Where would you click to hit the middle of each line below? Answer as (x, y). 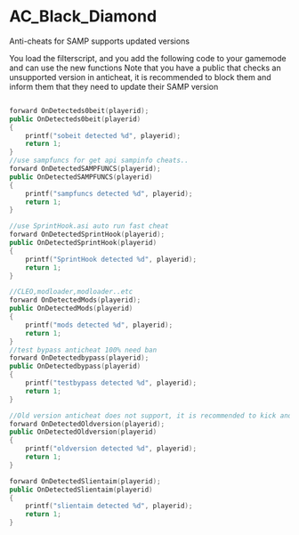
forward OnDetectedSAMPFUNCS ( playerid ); (85, 169)
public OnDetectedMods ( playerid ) (71, 309)
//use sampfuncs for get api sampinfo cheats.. (99, 161)
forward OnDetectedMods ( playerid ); (75, 300)
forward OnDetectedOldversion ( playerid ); (87, 424)
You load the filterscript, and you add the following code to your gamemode (148, 58)
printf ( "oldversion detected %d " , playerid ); (111, 449)
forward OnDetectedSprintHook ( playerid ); (87, 235)
